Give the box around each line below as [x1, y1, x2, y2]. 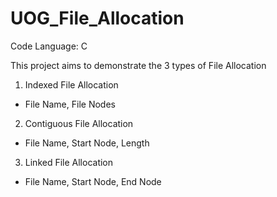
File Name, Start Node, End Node [24, 175, 162, 187]
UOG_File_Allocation [10, 7, 185, 30]
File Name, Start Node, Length [24, 137, 150, 149]
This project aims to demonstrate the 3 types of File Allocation [10, 59, 267, 71]
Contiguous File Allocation [24, 117, 134, 129]
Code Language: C [10, 40, 88, 52]
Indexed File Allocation [24, 78, 119, 91]
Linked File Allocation [24, 156, 114, 168]
